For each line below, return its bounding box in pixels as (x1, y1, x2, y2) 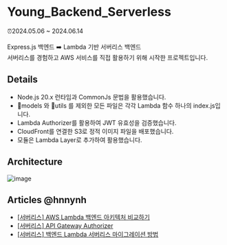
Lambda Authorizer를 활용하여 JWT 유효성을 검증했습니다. (17, 118, 177, 127)
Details (7, 73, 38, 86)
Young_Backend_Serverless (7, 4, 172, 20)
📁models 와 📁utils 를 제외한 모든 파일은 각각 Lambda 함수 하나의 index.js (17, 101, 215, 110)
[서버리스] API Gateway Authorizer (17, 222, 113, 230)
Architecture (7, 156, 63, 168)
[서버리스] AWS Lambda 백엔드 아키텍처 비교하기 (17, 213, 150, 222)
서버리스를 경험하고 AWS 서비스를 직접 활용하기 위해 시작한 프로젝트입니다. (7, 53, 208, 62)
